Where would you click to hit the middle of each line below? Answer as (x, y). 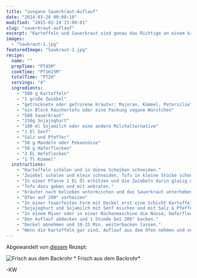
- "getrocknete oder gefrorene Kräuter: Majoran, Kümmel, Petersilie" (105, 104)
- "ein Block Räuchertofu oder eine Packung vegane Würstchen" (96, 110)
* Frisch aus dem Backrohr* (107, 258)
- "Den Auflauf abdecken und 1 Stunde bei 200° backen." (88, 219)
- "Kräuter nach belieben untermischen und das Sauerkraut (90, 192)
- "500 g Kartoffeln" (43, 93)
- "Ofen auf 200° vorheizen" (52, 197)
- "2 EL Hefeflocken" (43, 153)
